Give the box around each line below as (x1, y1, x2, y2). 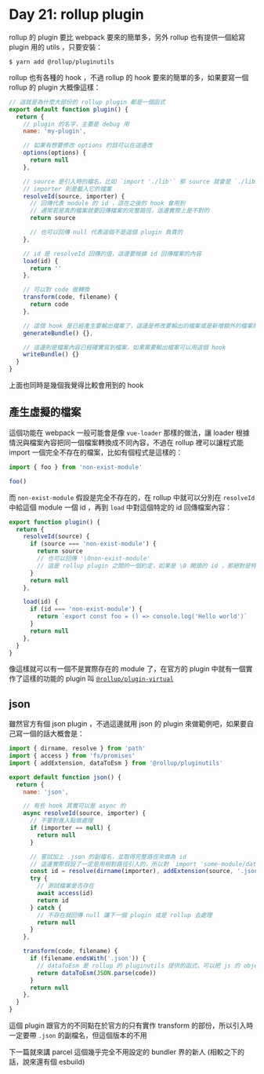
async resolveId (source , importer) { (23, 809, 146, 817)
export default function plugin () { (9, 105, 128, 113)
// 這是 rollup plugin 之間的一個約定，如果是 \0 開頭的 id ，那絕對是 (37, 561, 251, 570)
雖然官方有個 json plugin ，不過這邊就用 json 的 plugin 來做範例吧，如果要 (9, 719, 248, 729)
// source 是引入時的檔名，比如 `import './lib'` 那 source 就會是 (23, 177, 231, 185)
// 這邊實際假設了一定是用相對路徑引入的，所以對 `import (29, 860, 197, 868)
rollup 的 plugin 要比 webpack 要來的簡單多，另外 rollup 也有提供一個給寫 (9, 32, 246, 42)
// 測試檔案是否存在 (37, 882, 95, 890)
